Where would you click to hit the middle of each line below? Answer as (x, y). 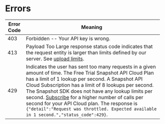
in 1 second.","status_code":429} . (67, 114)
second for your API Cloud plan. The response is (82, 103)
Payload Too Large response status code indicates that (89, 46)
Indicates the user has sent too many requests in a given (91, 67)
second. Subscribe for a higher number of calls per (84, 97)
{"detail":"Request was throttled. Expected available (91, 109)
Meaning (92, 27)
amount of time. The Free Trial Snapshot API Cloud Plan (90, 73)
